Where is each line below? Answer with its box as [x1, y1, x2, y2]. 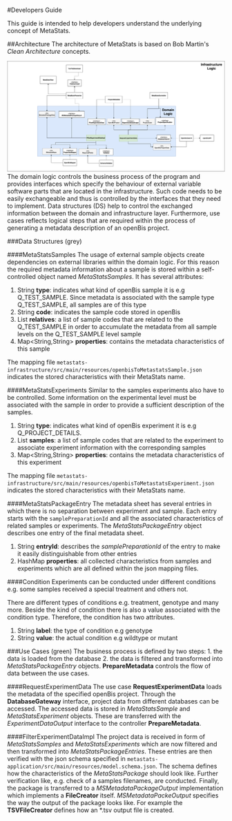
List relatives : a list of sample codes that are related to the [17, 316, 184, 324]
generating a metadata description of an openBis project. [7, 224, 170, 232]
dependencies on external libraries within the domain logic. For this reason [7, 258, 220, 267]
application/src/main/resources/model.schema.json [7, 763, 156, 771]
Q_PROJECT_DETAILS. [17, 429, 81, 437]
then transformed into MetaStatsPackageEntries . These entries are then [7, 747, 213, 755]
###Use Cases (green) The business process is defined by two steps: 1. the [7, 647, 223, 655]
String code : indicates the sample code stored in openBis [17, 308, 181, 316]
